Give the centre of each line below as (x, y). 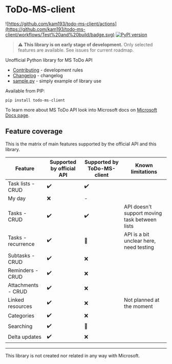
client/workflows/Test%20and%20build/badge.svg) (60, 34)
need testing (139, 247)
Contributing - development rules (48, 70)
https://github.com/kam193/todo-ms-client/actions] (62, 24)
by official (63, 168)
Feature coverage (34, 131)
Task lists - (21, 184)
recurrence (21, 244)
